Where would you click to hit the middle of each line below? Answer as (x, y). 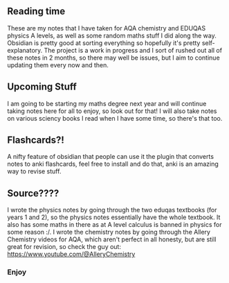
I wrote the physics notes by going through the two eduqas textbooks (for (112, 210)
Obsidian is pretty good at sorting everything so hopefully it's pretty (104, 43)
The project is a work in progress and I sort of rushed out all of (133, 50)
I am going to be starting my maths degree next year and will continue (107, 103)
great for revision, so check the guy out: (64, 247)
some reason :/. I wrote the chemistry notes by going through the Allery (109, 232)
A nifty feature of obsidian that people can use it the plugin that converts (111, 157)
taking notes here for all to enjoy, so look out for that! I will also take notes (112, 111)
